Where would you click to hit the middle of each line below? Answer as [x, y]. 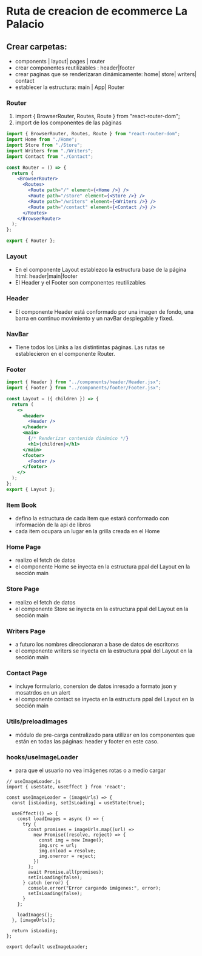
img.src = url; [58, 845]
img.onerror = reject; [67, 856]
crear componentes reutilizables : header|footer [75, 68]
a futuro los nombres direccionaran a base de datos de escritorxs [97, 645]
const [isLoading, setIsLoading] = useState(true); [79, 802]
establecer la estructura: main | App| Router [70, 87]
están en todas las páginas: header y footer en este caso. [87, 741]
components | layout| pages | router [60, 61]
